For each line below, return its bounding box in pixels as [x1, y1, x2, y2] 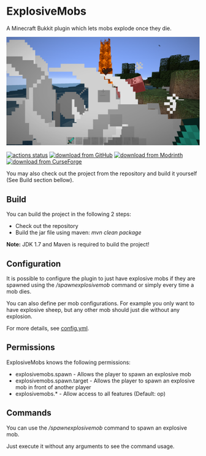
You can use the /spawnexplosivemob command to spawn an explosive [6, 424, 188, 431]
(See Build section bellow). [6, 177, 74, 184]
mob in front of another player [15, 383, 91, 390]
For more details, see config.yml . [6, 325, 90, 332]
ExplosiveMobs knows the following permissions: [6, 359, 131, 366]
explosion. [6, 313, 32, 320]
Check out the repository [15, 222, 78, 230]
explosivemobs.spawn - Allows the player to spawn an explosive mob [15, 370, 191, 378]
